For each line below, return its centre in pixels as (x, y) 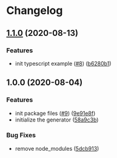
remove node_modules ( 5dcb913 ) (57, 148)
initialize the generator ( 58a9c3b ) (57, 120)
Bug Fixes (21, 136)
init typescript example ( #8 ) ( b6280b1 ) (63, 63)
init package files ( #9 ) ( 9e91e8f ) (55, 113)
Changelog (35, 11)
